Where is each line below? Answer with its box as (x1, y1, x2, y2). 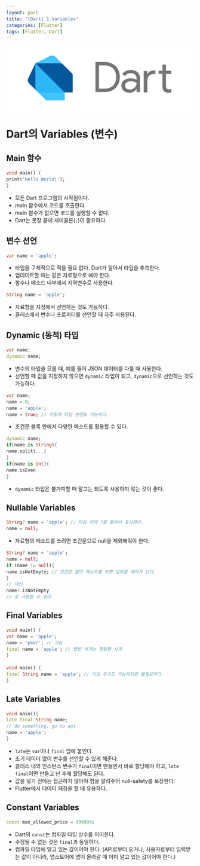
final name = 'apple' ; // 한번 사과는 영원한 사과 (6, 646, 122, 652)
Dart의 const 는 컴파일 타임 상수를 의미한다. (14, 831, 115, 838)
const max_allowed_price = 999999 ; (6, 819, 95, 825)
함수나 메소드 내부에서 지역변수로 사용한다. (14, 279, 115, 286)
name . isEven (6, 467, 36, 473)
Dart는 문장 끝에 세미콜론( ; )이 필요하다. (14, 216, 107, 224)
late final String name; (6, 717, 68, 723)
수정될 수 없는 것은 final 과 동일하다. (14, 838, 100, 845)
